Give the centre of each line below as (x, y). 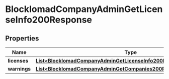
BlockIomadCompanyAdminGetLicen (84, 9)
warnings (19, 69)
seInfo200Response (49, 20)
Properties (22, 38)
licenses (18, 61)
